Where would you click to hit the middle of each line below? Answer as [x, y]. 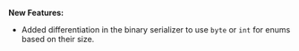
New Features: [36, 13]
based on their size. [58, 39]
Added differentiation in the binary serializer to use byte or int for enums [156, 29]
